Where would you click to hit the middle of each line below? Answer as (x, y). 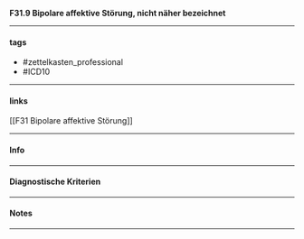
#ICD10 (36, 72)
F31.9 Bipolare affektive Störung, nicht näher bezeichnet (118, 13)
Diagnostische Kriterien (55, 182)
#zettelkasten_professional (73, 62)
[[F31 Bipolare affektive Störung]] (71, 121)
